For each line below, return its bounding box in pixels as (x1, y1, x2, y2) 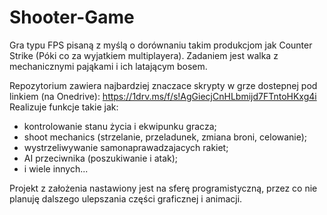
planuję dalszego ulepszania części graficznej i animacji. (9, 192, 243, 205)
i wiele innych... (23, 162, 89, 175)
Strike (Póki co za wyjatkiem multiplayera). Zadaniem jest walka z (9, 49, 279, 61)
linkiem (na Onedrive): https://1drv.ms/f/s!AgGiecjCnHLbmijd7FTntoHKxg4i (9, 90, 317, 102)
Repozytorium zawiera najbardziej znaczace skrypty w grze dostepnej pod (9, 79, 318, 91)
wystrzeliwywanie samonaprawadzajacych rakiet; (23, 141, 229, 153)
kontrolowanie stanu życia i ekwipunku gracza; (23, 120, 217, 132)
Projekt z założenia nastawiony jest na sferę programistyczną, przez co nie (9, 182, 318, 194)
